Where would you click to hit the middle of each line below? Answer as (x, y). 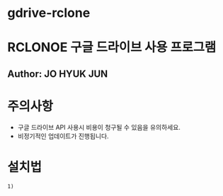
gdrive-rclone (49, 13)
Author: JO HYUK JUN (58, 74)
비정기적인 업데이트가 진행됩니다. (63, 136)
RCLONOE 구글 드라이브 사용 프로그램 (112, 48)
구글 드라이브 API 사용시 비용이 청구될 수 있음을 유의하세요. (99, 127)
